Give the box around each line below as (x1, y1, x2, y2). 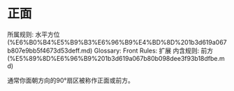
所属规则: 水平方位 (7, 30, 60, 38)
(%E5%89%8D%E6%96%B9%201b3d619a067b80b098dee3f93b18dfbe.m (7, 54, 225, 62)
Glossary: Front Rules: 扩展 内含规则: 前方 (94, 46, 214, 55)
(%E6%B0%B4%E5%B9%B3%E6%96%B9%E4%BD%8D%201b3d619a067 (7, 38, 227, 46)
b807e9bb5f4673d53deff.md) (7, 46, 93, 55)
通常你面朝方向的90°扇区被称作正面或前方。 (7, 76, 134, 84)
